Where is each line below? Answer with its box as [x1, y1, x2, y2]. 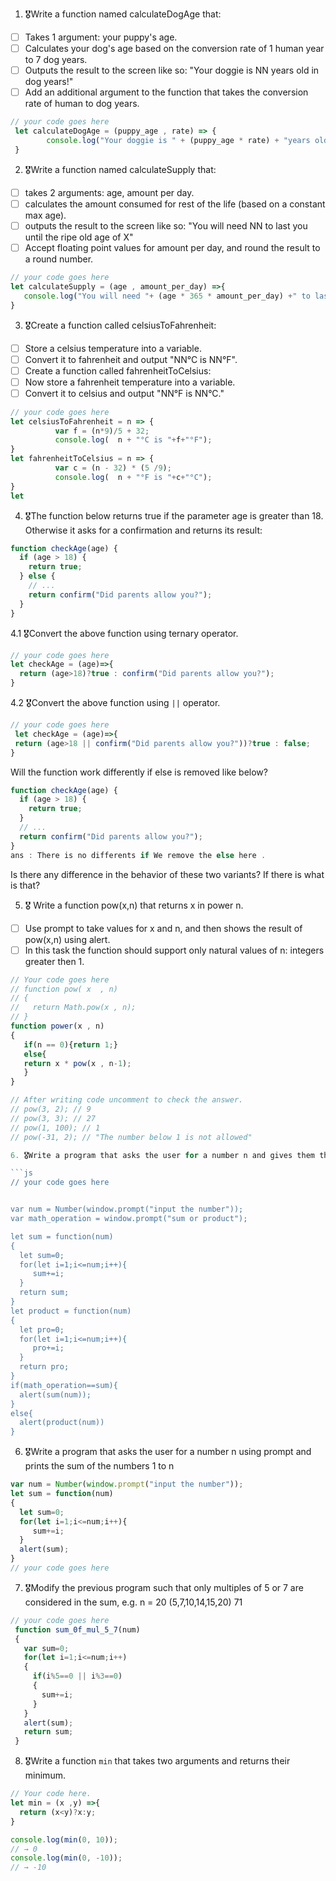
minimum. [24, 1769, 66, 1782]
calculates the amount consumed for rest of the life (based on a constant [24, 198, 326, 210]
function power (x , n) [10, 1021, 105, 1032]
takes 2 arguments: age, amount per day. [24, 186, 195, 198]
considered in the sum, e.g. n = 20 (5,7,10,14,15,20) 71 [24, 1596, 243, 1608]
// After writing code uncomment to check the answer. [10, 1095, 244, 1105]
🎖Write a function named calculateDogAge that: [24, 8, 222, 20]
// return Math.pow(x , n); [10, 1003, 137, 1013]
